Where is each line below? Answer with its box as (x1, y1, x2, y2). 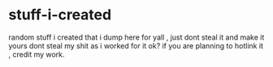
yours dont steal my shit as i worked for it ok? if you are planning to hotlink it (8, 40, 264, 50)
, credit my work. (8, 49, 65, 59)
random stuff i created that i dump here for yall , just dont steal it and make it (8, 32, 265, 42)
